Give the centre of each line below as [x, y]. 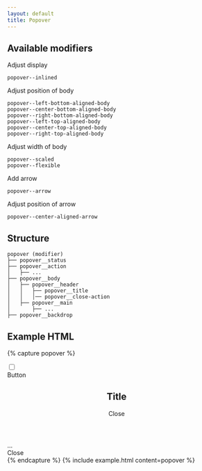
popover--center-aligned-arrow [52, 217]
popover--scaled [31, 160]
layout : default [31, 14]
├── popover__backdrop [40, 315]
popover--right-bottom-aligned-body [60, 115]
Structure [28, 238]
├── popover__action [37, 266]
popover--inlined [32, 78]
